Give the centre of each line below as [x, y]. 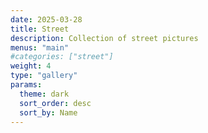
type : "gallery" [44, 76]
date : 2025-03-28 [46, 19]
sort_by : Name [48, 112]
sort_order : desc [55, 103]
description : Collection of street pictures [104, 38]
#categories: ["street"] [62, 57]
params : [26, 85]
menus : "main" [40, 47]
